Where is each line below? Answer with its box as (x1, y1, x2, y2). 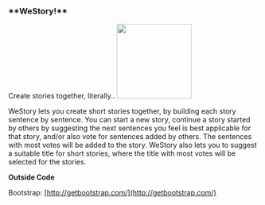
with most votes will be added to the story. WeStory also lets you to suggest (8, 141, 257, 150)
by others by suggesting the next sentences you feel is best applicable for (8, 123, 251, 133)
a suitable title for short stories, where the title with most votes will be (8, 149, 236, 158)
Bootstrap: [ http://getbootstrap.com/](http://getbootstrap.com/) (8, 188, 216, 198)
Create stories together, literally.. (8, 91, 115, 101)
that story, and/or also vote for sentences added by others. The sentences (8, 132, 252, 141)
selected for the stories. (8, 157, 87, 167)
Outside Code (8, 172, 55, 182)
